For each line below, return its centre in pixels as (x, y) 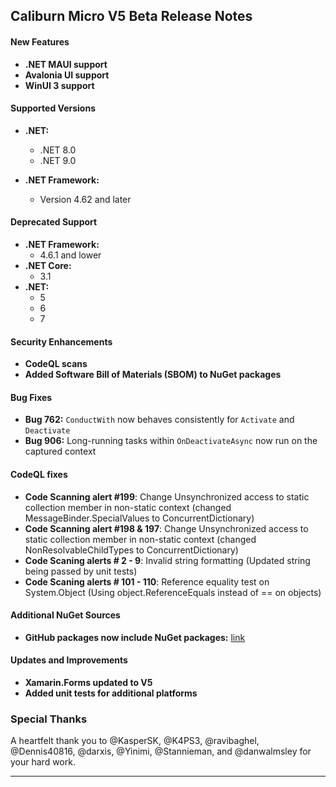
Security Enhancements (61, 341)
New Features (40, 41)
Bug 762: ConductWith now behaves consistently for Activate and (159, 420)
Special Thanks (49, 719)
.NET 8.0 (58, 150)
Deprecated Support (54, 222)
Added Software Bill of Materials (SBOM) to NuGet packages (153, 375)
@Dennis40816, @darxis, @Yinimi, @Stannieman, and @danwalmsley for (161, 751)
